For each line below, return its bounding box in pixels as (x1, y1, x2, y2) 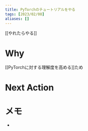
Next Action (5, 82, 54, 93)
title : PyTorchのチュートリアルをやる (5, 7, 75, 12)
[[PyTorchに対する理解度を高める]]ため (5, 65, 84, 70)
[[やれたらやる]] (5, 30, 37, 36)
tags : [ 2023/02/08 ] (5, 12, 45, 17)
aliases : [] (5, 16, 29, 21)
